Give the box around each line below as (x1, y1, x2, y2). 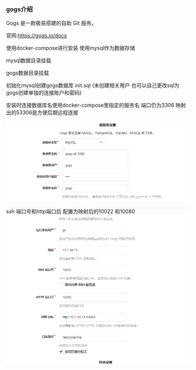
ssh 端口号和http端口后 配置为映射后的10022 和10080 (6, 208, 136, 215)
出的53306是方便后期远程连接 (6, 109, 79, 116)
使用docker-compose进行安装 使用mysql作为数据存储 (6, 45, 136, 52)
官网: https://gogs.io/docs (6, 32, 67, 39)
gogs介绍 (6, 5, 33, 13)
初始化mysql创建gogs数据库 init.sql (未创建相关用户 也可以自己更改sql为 (6, 82, 180, 89)
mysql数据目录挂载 (6, 57, 51, 64)
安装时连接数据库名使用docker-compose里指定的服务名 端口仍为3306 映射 (6, 101, 186, 109)
